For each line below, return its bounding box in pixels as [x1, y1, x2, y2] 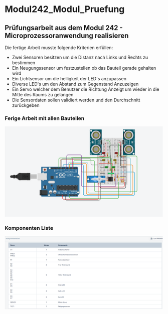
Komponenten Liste [5, 224, 54, 231]
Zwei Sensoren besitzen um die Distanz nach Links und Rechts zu [12, 54, 148, 60]
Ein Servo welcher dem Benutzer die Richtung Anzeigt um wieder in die [12, 86, 159, 92]
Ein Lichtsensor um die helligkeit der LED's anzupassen [12, 76, 126, 81]
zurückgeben [12, 102, 40, 108]
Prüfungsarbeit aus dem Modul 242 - [5, 24, 123, 32]
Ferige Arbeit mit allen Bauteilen [5, 114, 85, 121]
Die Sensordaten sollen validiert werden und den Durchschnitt [12, 97, 140, 103]
